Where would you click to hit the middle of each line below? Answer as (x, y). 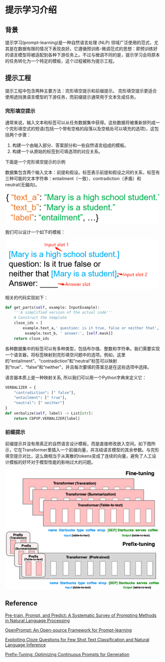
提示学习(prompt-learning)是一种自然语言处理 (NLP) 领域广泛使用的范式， (80, 43)
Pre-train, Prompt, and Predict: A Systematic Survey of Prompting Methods (81, 615)
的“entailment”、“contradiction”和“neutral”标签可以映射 (61, 361)
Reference (21, 603)
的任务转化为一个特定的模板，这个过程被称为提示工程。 (61, 61)
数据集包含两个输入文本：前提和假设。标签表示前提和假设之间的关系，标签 (80, 172)
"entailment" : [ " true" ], (41, 398)
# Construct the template (41, 318)
